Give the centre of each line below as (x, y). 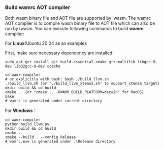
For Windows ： (21, 111)
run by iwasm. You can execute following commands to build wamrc (74, 29)
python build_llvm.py (27, 124)
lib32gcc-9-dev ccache (37, 66)
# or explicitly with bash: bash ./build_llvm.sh (57, 79)
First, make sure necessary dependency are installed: (60, 53)
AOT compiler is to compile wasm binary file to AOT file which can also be (80, 23)
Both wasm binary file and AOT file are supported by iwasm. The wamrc (78, 18)
